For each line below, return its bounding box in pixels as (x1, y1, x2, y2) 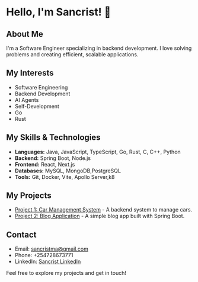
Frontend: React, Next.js (14, 161, 75, 168)
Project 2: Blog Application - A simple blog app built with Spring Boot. (14, 213, 185, 220)
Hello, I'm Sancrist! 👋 (6, 5, 111, 19)
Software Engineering (14, 84, 68, 91)
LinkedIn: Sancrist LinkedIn (14, 258, 81, 265)
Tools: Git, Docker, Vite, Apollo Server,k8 (14, 173, 115, 180)
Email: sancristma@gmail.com (14, 245, 89, 252)
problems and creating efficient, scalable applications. (6, 51, 139, 58)
